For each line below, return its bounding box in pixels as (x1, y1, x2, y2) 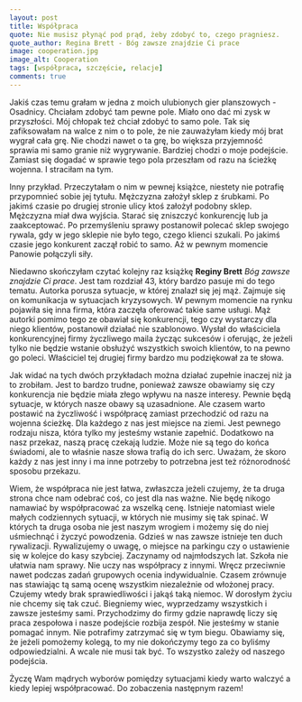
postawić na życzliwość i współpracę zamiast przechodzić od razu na (9, 408, 269, 419)
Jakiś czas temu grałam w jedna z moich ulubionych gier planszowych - (9, 97, 277, 107)
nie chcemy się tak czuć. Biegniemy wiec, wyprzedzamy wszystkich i (9, 597, 268, 609)
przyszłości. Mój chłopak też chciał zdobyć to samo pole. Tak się (9, 115, 251, 126)
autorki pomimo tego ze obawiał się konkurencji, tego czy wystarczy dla (9, 313, 278, 325)
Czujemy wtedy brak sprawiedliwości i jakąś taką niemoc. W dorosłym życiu (9, 588, 293, 599)
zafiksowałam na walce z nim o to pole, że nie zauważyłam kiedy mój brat (9, 125, 284, 136)
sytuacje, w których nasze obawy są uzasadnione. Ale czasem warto (9, 398, 266, 409)
